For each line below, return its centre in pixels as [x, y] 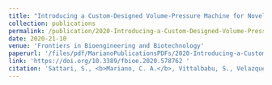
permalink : [27, 31]
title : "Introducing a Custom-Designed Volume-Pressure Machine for [126, 16]
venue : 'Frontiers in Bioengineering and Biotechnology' [106, 46]
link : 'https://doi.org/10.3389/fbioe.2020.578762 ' [99, 62]
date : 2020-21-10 [38, 38]
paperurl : [25, 53]
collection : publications [52, 23]
